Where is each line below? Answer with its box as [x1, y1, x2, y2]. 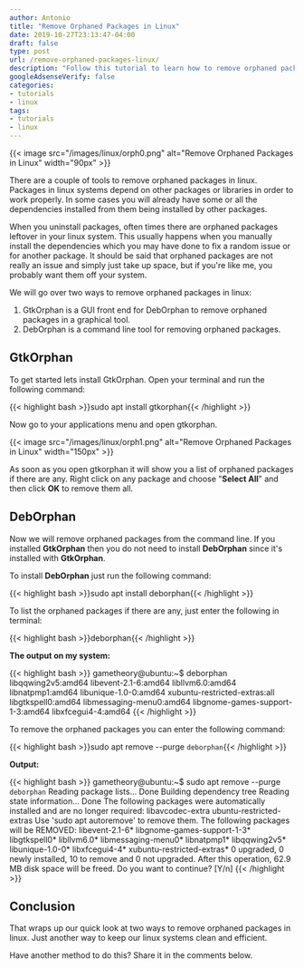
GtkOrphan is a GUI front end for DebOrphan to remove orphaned [22, 305, 268, 315]
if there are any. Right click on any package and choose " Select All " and [9, 473, 279, 484]
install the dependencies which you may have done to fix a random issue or [9, 241, 291, 251]
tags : [9, 106, 30, 115]
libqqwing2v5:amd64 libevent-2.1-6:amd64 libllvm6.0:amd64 [9, 677, 237, 688]
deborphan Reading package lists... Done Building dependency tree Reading [9, 786, 290, 797]
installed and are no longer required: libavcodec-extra [9, 805, 211, 816]
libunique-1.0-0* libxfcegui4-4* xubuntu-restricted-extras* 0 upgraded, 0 [9, 844, 285, 855]
